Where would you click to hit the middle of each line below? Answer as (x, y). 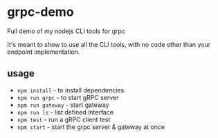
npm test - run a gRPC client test (64, 119)
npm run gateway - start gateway (63, 105)
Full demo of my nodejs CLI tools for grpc (66, 31)
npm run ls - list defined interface (65, 112)
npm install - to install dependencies (71, 90)
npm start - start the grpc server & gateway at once (91, 127)
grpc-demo (40, 12)
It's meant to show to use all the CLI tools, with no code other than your (109, 44)
